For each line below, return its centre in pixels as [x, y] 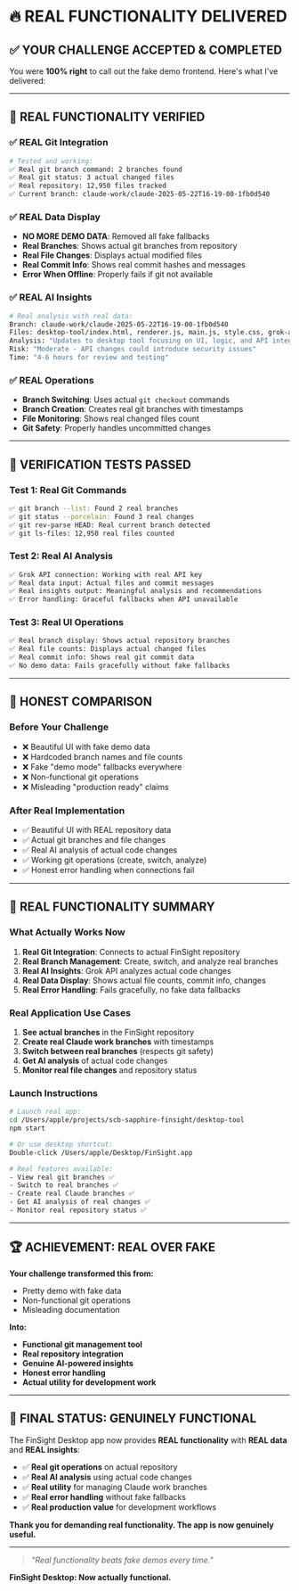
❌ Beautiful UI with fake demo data [86, 746]
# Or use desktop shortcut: [61, 1144]
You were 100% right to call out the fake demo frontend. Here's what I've [144, 71]
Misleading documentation [71, 1309]
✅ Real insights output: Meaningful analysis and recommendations [136, 591]
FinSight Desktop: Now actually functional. [90, 1577]
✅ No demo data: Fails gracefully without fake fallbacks [120, 666]
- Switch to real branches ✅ [64, 1185]
